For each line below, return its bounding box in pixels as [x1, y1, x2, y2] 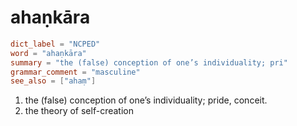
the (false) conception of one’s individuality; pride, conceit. [24, 94, 268, 106]
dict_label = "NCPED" [10, 39, 101, 49]
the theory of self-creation [24, 105, 134, 117]
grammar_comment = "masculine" [10, 67, 141, 77]
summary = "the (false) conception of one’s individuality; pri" [10, 57, 288, 68]
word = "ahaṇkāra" [10, 48, 87, 58]
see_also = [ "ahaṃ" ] [10, 76, 97, 86]
